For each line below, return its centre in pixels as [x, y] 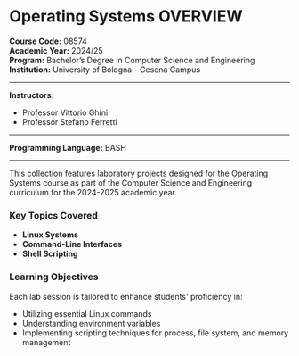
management [46, 342]
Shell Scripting [50, 254]
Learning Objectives [54, 277]
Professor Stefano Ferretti [69, 121]
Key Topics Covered [53, 215]
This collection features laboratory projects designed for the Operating [139, 173]
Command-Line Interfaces [72, 244]
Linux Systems [50, 235]
